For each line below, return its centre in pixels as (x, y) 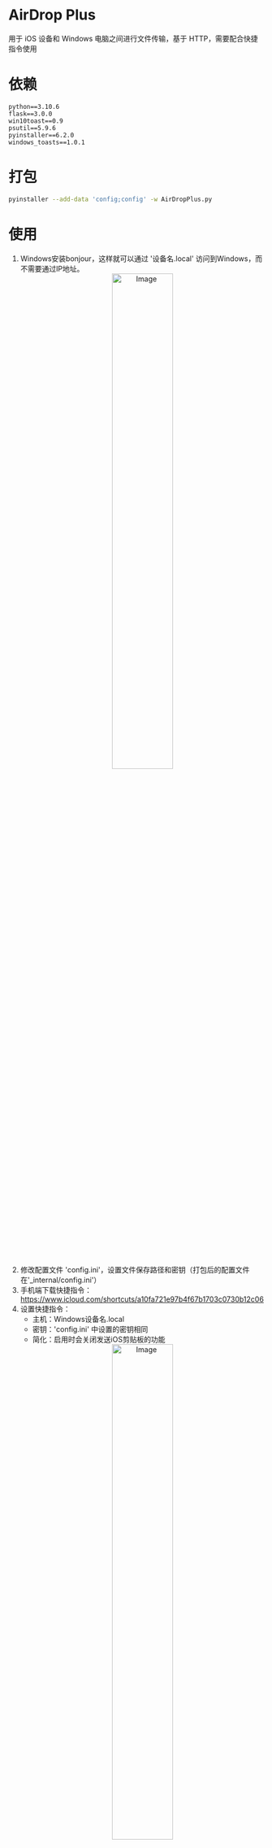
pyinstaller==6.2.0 (41, 135)
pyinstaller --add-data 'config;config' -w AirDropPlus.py (110, 199)
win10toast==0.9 (36, 121)
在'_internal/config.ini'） (60, 1280)
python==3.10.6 (34, 107)
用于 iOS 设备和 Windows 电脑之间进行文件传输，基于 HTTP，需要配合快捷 (133, 38)
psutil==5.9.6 (32, 128)
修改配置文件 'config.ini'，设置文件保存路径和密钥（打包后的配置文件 (135, 1269)
